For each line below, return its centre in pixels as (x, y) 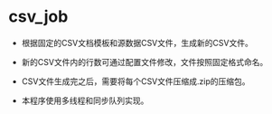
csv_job (38, 17)
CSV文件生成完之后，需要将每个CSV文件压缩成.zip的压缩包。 (136, 81)
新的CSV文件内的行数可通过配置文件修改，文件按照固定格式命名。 (145, 62)
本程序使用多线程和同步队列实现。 (85, 100)
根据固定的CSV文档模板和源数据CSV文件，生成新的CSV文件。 (137, 43)
